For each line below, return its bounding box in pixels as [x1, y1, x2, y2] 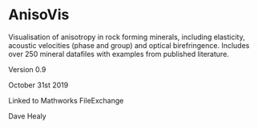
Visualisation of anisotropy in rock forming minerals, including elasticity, [8, 32, 246, 42]
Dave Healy [8, 111, 46, 121]
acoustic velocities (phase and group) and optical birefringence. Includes [8, 40, 250, 50]
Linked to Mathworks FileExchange [8, 95, 124, 105]
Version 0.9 [8, 64, 46, 74]
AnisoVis [8, 6, 70, 24]
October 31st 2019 [8, 80, 69, 90]
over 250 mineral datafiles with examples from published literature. [8, 49, 230, 58]
